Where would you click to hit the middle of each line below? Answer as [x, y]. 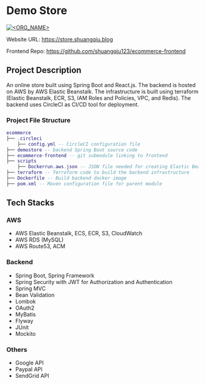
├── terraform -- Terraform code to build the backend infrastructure [98, 172]
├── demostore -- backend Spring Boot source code [72, 150]
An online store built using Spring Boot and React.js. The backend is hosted [101, 85]
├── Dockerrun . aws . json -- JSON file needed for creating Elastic [103, 167]
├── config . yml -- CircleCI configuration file [79, 144]
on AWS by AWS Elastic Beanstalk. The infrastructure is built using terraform [103, 91]
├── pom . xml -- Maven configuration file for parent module [85, 183]
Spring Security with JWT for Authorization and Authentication [94, 282]
